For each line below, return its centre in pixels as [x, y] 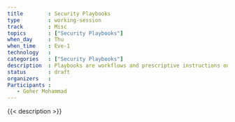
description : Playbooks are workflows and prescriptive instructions [114, 66]
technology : [29, 53]
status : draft [39, 72]
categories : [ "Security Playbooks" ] [65, 59]
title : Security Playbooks [59, 14]
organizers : [29, 78]
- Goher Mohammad [42, 91]
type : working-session [54, 20]
